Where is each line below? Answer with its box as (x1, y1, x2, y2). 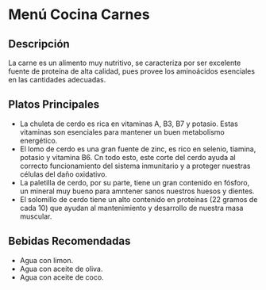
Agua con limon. (19, 255, 74, 265)
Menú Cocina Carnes (8, 6, 150, 24)
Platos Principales (8, 97, 100, 112)
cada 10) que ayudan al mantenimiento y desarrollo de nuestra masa (19, 203, 244, 212)
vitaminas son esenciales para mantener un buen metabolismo (19, 127, 225, 136)
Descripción (8, 37, 70, 51)
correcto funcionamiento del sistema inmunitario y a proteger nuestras (19, 161, 251, 170)
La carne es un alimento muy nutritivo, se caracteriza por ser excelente (8, 58, 241, 67)
